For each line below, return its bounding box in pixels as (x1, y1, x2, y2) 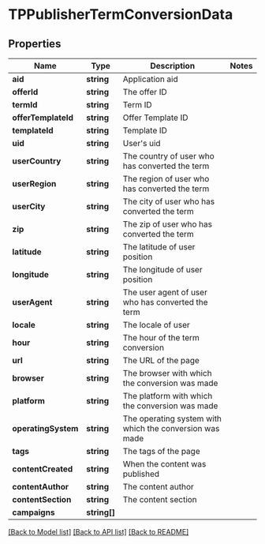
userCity (12, 201, 46, 212)
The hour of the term (122, 332, 200, 343)
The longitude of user (122, 264, 203, 275)
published (122, 468, 160, 479)
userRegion (12, 178, 57, 189)
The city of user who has (122, 196, 215, 207)
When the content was (122, 459, 207, 469)
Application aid (122, 73, 179, 84)
